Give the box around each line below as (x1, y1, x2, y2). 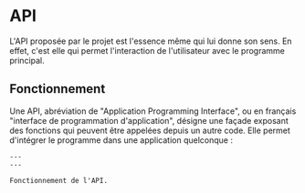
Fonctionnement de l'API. (9, 176, 108, 185)
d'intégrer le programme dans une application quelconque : (9, 134, 233, 146)
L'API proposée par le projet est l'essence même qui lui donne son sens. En (9, 36, 292, 46)
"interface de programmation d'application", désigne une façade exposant (9, 115, 289, 126)
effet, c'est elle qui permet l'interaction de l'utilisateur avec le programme (9, 45, 285, 56)
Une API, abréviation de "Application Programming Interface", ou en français (9, 106, 297, 117)
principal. (9, 55, 46, 66)
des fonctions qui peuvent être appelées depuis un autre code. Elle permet (9, 125, 290, 136)
